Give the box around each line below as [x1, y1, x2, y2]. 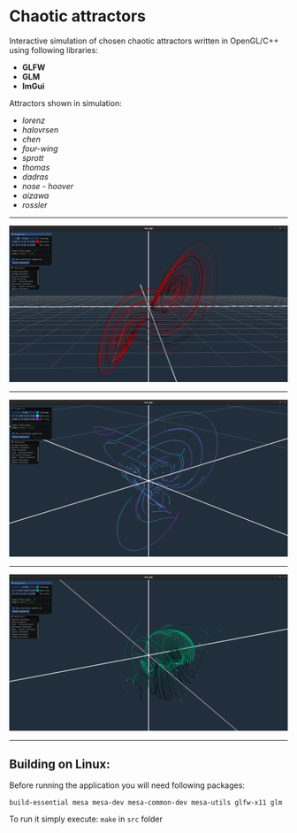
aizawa [21, 190, 49, 201]
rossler [21, 199, 48, 210]
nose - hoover [21, 180, 73, 191]
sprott [21, 152, 44, 163]
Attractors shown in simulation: [9, 97, 122, 108]
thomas [21, 162, 50, 172]
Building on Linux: [9, 756, 110, 771]
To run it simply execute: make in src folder [9, 814, 164, 824]
